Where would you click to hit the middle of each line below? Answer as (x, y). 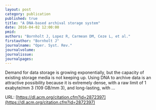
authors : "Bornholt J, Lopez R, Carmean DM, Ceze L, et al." (68, 37)
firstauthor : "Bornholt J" (32, 41)
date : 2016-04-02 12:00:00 (32, 27)
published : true (21, 18)
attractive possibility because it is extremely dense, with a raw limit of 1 (76, 83)
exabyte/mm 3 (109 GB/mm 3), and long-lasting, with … (60, 88)
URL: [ (11, 97)
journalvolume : (20, 50)
